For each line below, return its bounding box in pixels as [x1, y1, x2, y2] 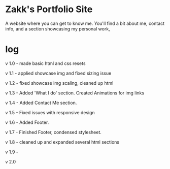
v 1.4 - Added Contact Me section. [5, 99, 77, 106]
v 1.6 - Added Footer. [5, 119, 49, 125]
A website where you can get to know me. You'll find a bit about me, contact [5, 20, 165, 26]
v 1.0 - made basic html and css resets [5, 60, 86, 66]
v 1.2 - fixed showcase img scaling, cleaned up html [5, 80, 114, 86]
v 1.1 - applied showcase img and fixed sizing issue [5, 70, 112, 76]
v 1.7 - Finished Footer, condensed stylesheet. [5, 129, 101, 135]
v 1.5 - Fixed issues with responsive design [5, 109, 95, 115]
